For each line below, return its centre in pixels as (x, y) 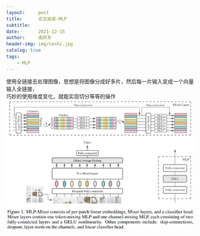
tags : (13, 57)
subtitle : (18, 25)
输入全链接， (22, 89)
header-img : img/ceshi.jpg (40, 44)
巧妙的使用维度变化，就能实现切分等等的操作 (61, 96)
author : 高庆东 (29, 38)
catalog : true (24, 51)
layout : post (28, 13)
